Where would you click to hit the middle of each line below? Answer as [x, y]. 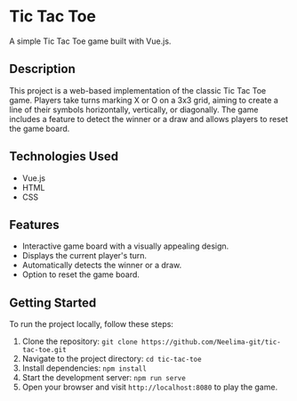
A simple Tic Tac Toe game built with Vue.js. [90, 41]
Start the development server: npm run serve [104, 378]
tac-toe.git [44, 350]
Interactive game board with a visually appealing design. [125, 246]
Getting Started [53, 303]
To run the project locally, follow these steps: [91, 324]
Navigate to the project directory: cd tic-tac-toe [112, 359]
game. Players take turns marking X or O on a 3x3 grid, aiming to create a [144, 100]
